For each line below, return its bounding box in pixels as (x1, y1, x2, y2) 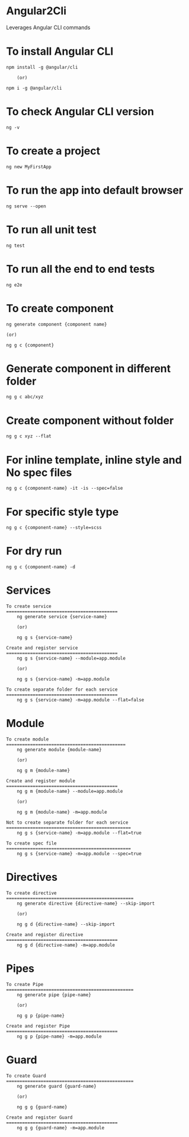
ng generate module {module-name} (17, 747, 102, 753)
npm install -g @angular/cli (6, 64, 78, 70)
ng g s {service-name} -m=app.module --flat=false (17, 697, 145, 703)
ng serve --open (6, 203, 46, 209)
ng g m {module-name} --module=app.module (17, 789, 123, 795)
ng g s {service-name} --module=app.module (17, 656, 126, 662)
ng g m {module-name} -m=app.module (17, 810, 108, 815)
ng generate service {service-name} (17, 614, 108, 620)
